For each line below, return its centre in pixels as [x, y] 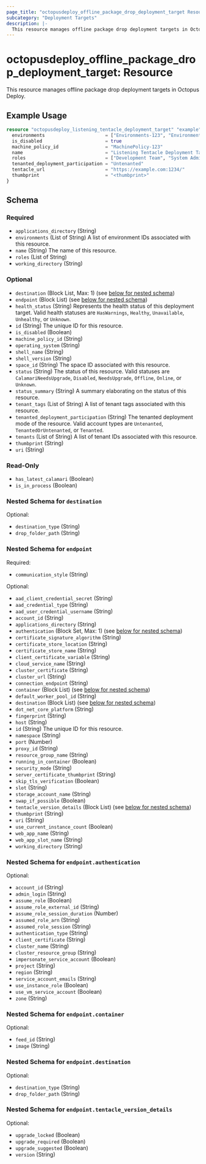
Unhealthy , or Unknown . [43, 319]
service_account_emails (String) [56, 978]
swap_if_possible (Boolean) [50, 800]
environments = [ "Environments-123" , [89, 135]
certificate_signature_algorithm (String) [68, 637]
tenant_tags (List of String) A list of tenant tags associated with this [100, 404]
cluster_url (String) [40, 676]
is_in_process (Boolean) [46, 485]
